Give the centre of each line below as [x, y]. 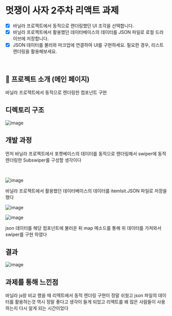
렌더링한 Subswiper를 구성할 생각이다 [43, 160]
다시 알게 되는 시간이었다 [44, 308]
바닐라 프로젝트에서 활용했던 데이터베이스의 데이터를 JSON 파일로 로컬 [83, 32]
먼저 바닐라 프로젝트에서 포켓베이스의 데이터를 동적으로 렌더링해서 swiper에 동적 [86, 153]
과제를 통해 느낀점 [32, 282]
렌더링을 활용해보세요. [35, 51]
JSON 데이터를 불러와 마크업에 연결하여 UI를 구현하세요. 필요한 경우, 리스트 [88, 45]
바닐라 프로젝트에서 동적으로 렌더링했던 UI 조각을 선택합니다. [73, 26]
